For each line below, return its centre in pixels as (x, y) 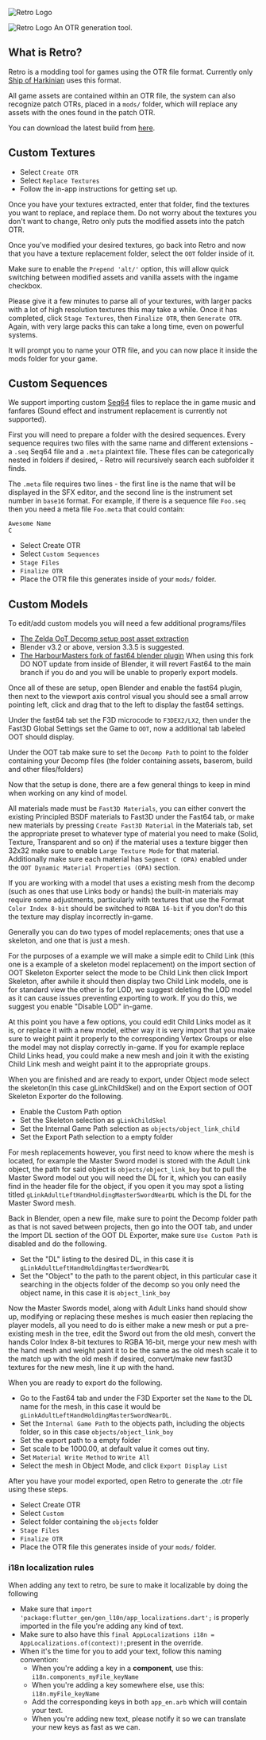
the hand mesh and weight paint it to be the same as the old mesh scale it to (133, 1351)
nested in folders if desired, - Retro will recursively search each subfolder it (131, 460)
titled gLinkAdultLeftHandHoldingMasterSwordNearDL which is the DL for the (130, 1194)
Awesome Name (30, 524)
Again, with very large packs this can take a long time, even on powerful (126, 326)
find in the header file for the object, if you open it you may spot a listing (126, 1186)
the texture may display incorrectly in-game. (81, 916)
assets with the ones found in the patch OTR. (82, 112)
